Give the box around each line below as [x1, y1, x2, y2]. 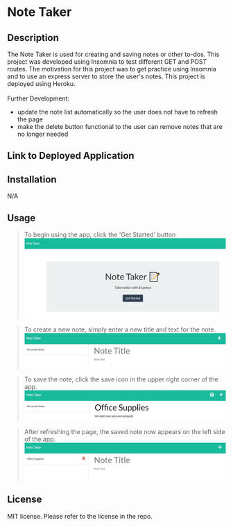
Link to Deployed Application [7, 150, 135, 162]
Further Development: [7, 94, 70, 103]
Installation [7, 173, 57, 185]
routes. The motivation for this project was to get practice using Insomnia [7, 65, 216, 73]
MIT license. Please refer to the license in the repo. [7, 512, 153, 520]
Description [7, 32, 59, 44]
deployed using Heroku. [7, 80, 76, 87]
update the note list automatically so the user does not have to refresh [17, 108, 218, 116]
